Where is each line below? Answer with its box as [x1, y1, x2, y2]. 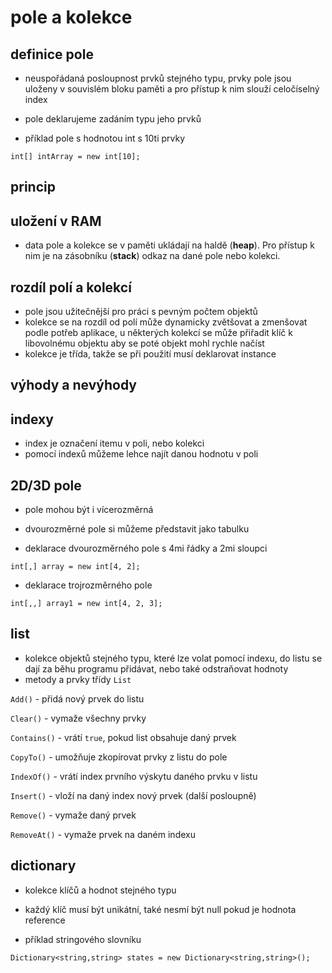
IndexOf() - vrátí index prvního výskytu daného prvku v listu [10, 770, 258, 782]
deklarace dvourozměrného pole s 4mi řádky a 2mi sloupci [24, 542, 268, 555]
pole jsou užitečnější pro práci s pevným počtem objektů [24, 306, 258, 318]
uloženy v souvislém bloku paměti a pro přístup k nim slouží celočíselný [24, 83, 320, 95]
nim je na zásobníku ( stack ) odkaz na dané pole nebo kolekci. [24, 250, 281, 262]
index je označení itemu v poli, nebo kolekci [24, 437, 205, 450]
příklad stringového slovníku [24, 933, 142, 945]
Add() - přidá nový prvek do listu [10, 692, 145, 705]
